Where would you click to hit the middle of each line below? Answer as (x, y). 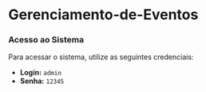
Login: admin (41, 73)
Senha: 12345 (42, 81)
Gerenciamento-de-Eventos (103, 15)
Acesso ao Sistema (46, 40)
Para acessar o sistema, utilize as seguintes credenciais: (101, 57)
